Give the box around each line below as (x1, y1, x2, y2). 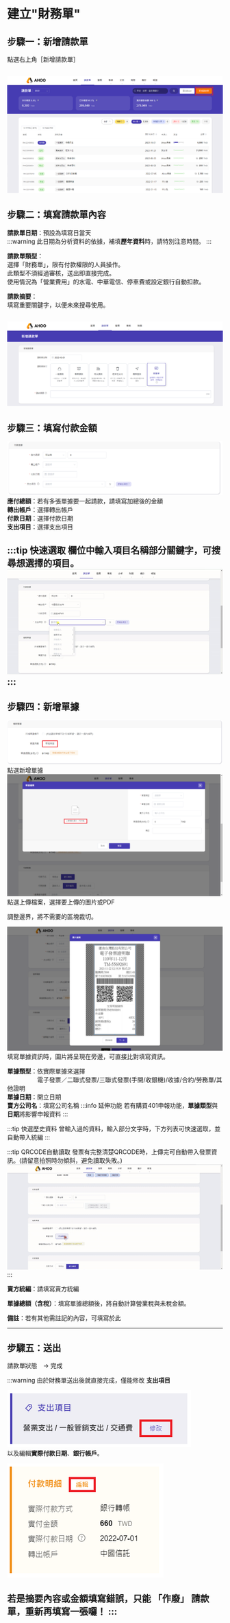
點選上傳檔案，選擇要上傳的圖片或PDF (7, 898, 115, 906)
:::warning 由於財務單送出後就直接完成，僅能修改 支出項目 (7, 1376, 171, 1385)
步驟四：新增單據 (7, 701, 79, 712)
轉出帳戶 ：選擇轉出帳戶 (7, 506, 73, 514)
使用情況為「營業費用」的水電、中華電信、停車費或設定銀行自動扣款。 (7, 277, 205, 286)
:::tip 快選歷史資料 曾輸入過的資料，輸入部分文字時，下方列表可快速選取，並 (7, 1124, 221, 1133)
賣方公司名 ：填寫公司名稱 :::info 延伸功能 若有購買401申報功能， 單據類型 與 (7, 1102, 218, 1110)
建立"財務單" (7, 6, 81, 22)
